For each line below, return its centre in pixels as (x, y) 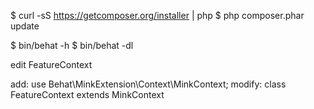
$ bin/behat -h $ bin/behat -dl (72, 45)
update (25, 26)
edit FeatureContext (51, 64)
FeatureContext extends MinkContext (87, 94)
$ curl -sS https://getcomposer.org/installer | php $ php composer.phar (157, 15)
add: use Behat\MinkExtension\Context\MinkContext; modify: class (148, 84)
